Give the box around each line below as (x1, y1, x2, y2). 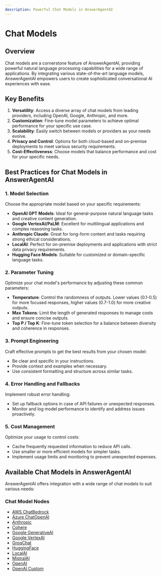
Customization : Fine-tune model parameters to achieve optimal (12, 118, 139, 124)
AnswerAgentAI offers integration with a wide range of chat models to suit (5, 481, 152, 487)
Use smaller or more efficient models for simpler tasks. (12, 449, 121, 455)
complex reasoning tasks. (12, 226, 64, 232)
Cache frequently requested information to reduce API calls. (12, 444, 132, 449)
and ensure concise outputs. (12, 315, 69, 321)
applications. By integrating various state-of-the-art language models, (5, 70, 144, 76)
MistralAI (12, 556, 30, 561)
